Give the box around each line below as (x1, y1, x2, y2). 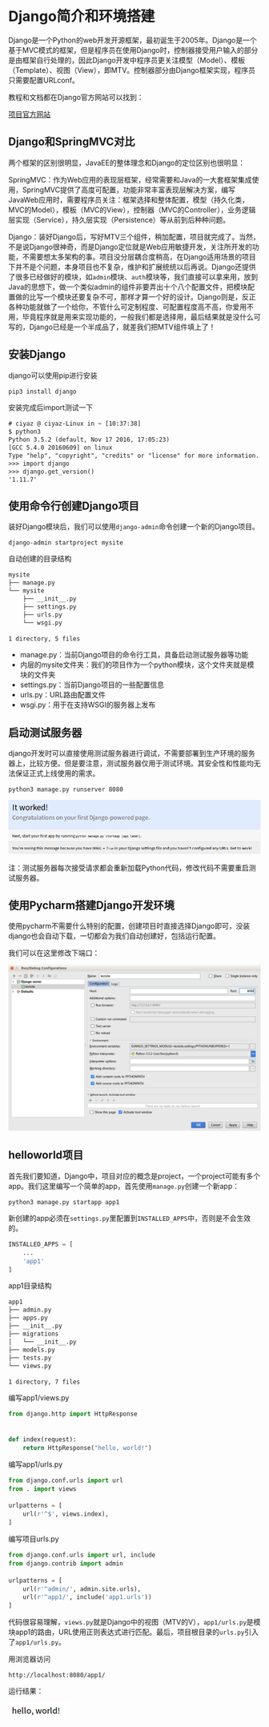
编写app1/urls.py (8, 1459, 63, 1469)
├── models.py (8, 1346, 56, 1354)
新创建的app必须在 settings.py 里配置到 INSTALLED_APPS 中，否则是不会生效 (8, 1213, 251, 1223)
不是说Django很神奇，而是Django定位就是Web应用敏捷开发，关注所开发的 (8, 242, 253, 251)
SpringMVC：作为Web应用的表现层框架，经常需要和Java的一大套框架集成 (8, 175, 252, 184)
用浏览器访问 (8, 1654, 50, 1664)
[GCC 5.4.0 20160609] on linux (8, 444, 113, 452)
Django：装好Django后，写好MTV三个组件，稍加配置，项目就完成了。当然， (8, 231, 260, 241)
